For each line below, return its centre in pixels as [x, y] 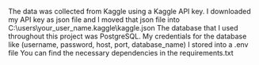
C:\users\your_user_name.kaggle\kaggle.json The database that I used [124, 28]
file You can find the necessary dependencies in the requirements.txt [121, 53]
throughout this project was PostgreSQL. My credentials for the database [128, 36]
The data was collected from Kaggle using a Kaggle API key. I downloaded [129, 11]
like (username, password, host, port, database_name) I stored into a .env [128, 45]
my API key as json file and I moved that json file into [94, 20]
